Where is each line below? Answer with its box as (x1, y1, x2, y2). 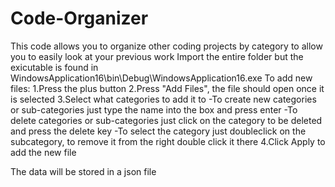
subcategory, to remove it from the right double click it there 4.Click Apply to (10, 135, 326, 147)
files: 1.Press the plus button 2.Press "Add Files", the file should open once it (10, 82, 325, 94)
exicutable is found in (10, 61, 99, 73)
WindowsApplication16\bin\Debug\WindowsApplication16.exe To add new (10, 72, 313, 84)
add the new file (10, 146, 77, 158)
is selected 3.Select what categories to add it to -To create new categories (10, 93, 317, 105)
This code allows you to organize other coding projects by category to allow (10, 40, 323, 52)
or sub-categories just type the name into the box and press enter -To (10, 103, 298, 116)
